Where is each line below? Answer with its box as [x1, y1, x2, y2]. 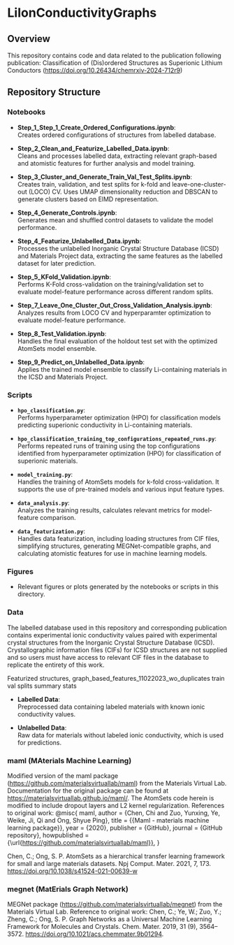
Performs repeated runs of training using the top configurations [17, 442, 200, 450]
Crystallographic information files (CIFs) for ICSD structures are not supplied [7, 645, 228, 654]
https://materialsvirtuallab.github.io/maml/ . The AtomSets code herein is [7, 793, 214, 802]
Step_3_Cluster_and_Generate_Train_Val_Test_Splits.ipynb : [17, 173, 193, 181]
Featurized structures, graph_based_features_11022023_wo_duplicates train [7, 674, 225, 682]
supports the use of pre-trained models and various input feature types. [17, 484, 225, 493]
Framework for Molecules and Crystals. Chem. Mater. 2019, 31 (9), [7, 923, 198, 931]
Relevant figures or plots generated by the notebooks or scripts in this [17, 582, 219, 591]
